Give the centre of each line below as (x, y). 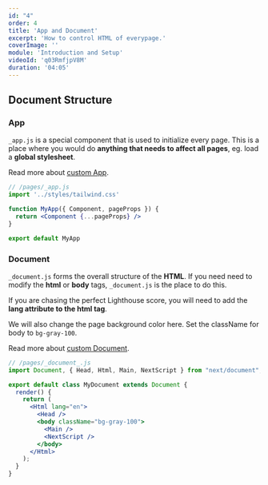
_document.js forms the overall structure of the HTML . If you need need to (130, 276)
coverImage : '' (34, 46)
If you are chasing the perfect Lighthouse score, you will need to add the (128, 300)
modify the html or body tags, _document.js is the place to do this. (118, 284)
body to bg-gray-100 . (43, 332)
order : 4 (23, 23)
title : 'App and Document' (53, 30)
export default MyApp (44, 238)
